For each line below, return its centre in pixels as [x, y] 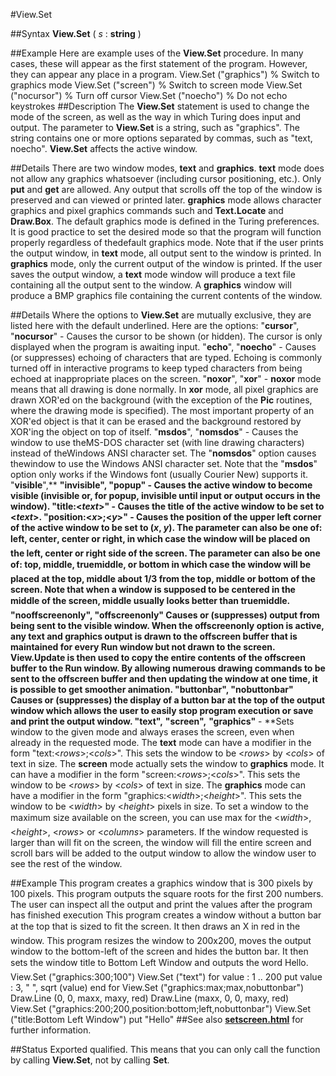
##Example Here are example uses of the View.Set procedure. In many [157, 53]
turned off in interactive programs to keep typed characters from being [156, 368]
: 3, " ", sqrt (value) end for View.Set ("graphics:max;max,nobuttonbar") [157, 987]
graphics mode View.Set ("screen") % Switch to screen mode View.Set [156, 85]
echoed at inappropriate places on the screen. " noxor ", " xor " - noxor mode [166, 378]
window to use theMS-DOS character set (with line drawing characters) [157, 442]
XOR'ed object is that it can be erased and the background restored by [156, 421]
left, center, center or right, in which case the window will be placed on [160, 538]
